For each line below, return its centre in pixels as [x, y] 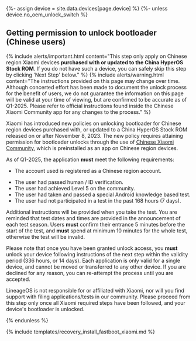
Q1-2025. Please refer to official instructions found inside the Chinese [90, 106]
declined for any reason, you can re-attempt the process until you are [90, 273]
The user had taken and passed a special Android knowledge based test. [102, 194]
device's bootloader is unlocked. [45, 309]
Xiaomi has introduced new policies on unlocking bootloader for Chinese [94, 123]
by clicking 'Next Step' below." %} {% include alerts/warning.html [85, 75]
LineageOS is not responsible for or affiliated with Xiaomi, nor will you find [95, 290]
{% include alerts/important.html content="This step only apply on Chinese [97, 56]
